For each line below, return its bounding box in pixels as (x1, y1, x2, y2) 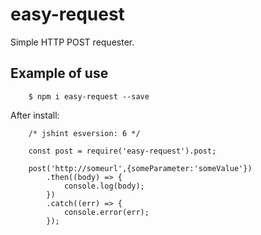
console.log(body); (63, 181, 145, 191)
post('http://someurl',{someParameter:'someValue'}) (28, 163, 253, 173)
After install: (10, 109, 60, 121)
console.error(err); (63, 207, 150, 217)
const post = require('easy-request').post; (28, 146, 217, 156)
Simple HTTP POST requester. (10, 36, 135, 48)
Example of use (10, 65, 109, 82)
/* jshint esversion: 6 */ (28, 128, 141, 138)
